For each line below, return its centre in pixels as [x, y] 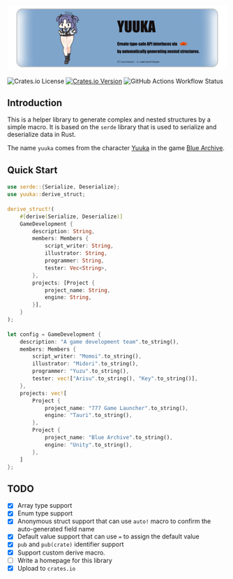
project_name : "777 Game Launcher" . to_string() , [116, 408]
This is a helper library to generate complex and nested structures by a [109, 119]
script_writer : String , [79, 246]
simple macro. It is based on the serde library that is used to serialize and [112, 127]
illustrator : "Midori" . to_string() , [85, 364]
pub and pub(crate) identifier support [70, 544]
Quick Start [32, 170]
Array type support [45, 506]
